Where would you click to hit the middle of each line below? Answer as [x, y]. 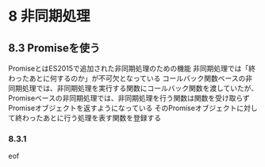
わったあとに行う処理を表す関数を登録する [91, 118]
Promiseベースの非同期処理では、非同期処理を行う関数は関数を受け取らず [129, 98]
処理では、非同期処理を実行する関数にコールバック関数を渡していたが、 [140, 88]
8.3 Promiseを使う [54, 48]
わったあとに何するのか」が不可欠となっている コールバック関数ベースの [127, 78]
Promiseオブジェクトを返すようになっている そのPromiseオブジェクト [123, 108]
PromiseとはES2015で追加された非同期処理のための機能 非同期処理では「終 [132, 68]
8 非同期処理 [49, 16]
